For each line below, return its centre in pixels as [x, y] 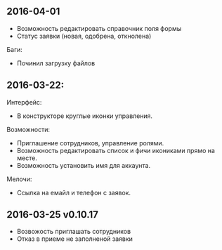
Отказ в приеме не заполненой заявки [74, 239]
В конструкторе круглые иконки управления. [84, 116]
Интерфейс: [24, 102]
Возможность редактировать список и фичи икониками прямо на [116, 150]
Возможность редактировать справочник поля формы [99, 28]
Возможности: [28, 129]
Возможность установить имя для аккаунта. [84, 165]
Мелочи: [19, 179]
